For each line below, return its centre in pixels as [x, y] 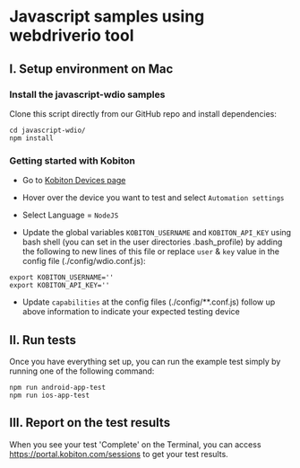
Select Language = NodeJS [70, 215]
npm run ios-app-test [50, 395]
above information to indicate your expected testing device [131, 312]
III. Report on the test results [90, 423]
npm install [31, 138]
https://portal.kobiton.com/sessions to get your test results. [119, 454]
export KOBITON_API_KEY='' [60, 286]
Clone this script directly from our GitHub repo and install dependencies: [143, 113]
